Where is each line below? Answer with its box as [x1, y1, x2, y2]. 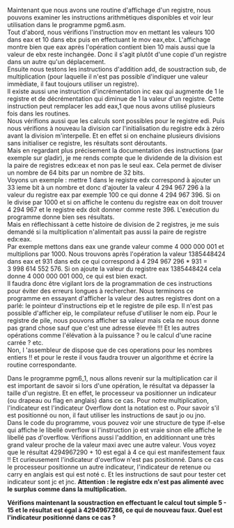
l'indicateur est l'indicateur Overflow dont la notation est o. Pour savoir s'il [7, 403, 219, 412]
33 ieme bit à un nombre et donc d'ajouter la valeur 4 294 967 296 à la [7, 184, 211, 191]
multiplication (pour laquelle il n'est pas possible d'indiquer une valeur [7, 72, 208, 81]
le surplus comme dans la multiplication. [7, 485, 127, 493]
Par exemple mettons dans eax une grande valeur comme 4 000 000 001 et [7, 243, 224, 250]
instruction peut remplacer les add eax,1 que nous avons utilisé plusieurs [7, 102, 216, 110]
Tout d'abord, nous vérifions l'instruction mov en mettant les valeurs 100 [7, 28, 215, 36]
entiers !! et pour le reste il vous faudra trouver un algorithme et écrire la [7, 353, 214, 361]
